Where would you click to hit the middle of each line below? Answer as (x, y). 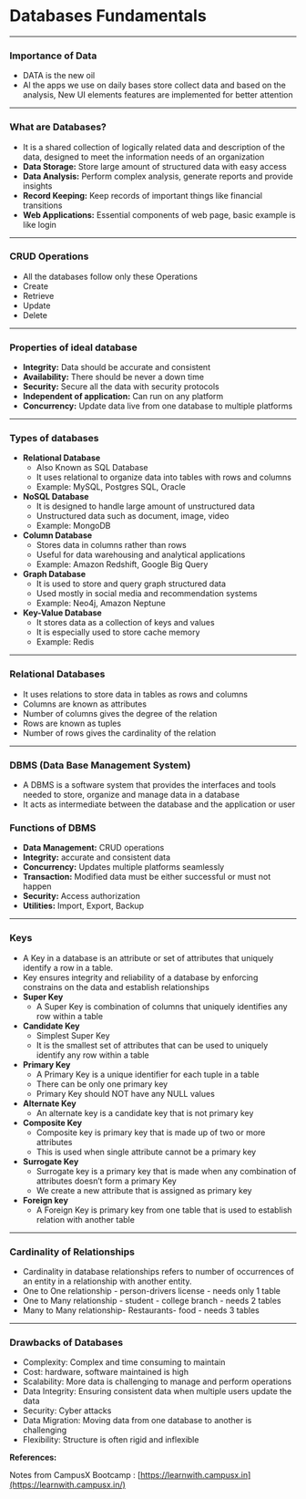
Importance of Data (53, 56)
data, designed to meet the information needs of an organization (143, 157)
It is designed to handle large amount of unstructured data (145, 506)
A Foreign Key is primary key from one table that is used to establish (164, 1210)
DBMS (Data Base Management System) (100, 765)
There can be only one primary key (102, 1084)
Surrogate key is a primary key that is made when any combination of (166, 1171)
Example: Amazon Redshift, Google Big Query (122, 564)
